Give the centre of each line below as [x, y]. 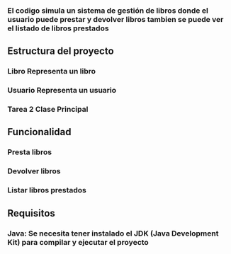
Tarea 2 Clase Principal [48, 110]
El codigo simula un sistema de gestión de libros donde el [108, 11]
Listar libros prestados [47, 190]
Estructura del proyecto [61, 51]
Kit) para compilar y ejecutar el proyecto [78, 242]
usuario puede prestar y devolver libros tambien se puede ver [115, 19]
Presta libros [29, 152]
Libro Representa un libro [52, 71]
